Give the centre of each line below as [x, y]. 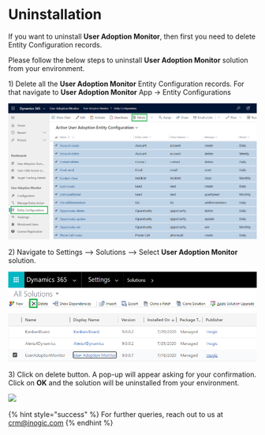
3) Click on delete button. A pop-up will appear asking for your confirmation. [132, 375]
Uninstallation [55, 15]
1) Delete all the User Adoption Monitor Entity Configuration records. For [126, 84]
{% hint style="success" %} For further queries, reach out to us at [116, 414]
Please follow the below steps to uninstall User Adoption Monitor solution [128, 60]
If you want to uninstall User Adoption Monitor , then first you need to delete [132, 36]
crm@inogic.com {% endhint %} [61, 423]
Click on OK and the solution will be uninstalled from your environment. [124, 383]
